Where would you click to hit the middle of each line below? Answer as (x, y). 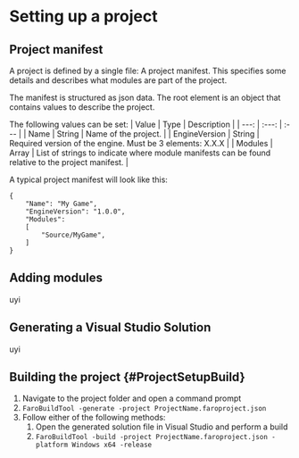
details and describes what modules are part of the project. (118, 80)
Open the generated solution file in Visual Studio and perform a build (162, 427)
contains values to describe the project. (82, 107)
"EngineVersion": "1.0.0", (75, 212)
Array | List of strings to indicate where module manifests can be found (140, 153)
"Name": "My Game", (62, 204)
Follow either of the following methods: (94, 418)
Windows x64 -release (112, 445)
